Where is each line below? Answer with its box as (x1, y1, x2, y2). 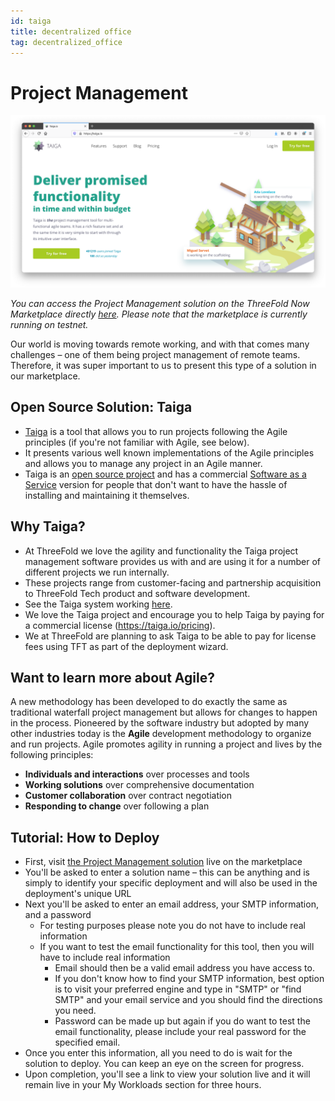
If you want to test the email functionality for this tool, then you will (39, 941, 315, 953)
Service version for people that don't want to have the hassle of (24, 478, 288, 490)
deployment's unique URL (24, 888, 132, 900)
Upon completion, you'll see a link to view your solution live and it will (24, 1068, 311, 1080)
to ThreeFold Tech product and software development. (24, 587, 251, 599)
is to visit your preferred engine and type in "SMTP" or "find (54, 983, 302, 995)
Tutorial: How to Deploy (10, 829, 160, 846)
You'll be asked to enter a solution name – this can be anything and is (24, 866, 310, 879)
